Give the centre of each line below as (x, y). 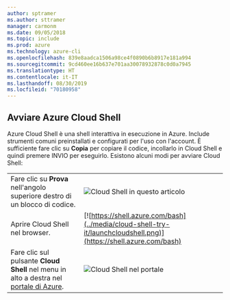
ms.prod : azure (29, 45)
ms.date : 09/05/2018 (37, 32)
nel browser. (30, 232)
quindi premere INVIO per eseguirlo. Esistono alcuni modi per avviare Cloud (114, 155)
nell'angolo (28, 187)
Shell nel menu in (38, 269)
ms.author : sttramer (37, 20)
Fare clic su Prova (39, 178)
